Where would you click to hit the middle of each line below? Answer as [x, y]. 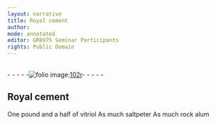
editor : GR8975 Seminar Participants [63, 40]
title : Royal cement [38, 21]
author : [19, 27]
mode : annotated [31, 34]
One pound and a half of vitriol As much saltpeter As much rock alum [108, 114]
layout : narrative [34, 14]
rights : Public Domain [41, 47]
